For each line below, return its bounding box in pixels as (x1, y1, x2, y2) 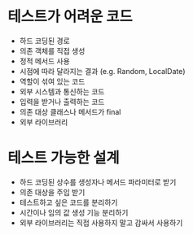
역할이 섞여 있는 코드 (19, 76, 86, 86)
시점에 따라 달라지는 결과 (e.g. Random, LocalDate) (19, 66, 186, 76)
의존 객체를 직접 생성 (19, 46, 86, 55)
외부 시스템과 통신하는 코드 (19, 86, 105, 96)
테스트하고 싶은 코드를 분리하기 (19, 197, 118, 207)
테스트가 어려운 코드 (7, 7, 134, 26)
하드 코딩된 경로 (19, 36, 70, 46)
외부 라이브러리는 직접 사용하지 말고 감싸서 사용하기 (19, 217, 183, 228)
